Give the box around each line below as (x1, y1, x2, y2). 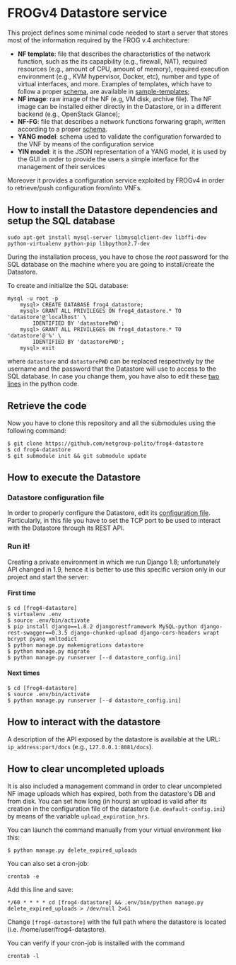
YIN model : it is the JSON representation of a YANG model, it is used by (17, 147, 228, 156)
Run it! (7, 541, 30, 551)
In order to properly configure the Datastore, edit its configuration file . (7, 509, 211, 517)
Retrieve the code (7, 400, 87, 412)
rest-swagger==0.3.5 (7, 629, 69, 636)
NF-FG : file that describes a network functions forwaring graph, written (17, 117, 226, 125)
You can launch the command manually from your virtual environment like (7, 826, 222, 834)
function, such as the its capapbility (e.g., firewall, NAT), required (17, 57, 207, 65)
